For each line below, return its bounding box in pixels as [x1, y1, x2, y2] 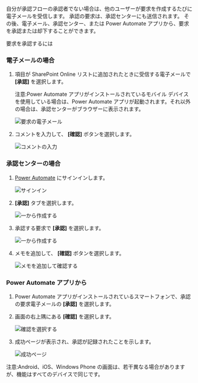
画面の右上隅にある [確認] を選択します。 [14, 313, 115, 320]
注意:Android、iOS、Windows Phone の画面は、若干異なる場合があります [6, 363, 185, 370]
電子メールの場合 [6, 56, 55, 64]
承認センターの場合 [6, 159, 61, 168]
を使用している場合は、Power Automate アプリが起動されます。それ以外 [14, 98, 191, 105]
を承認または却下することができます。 [6, 27, 99, 34]
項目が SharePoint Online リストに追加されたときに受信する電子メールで [14, 70, 191, 78]
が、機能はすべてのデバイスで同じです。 [6, 371, 103, 378]
